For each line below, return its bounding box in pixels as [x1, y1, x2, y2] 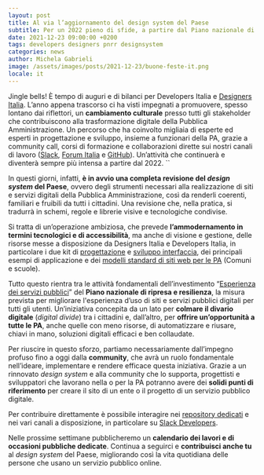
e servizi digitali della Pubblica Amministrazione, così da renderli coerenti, [8, 190, 247, 199]
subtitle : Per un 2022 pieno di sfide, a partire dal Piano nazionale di [8, 26, 255, 34]
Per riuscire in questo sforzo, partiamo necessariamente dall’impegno [8, 344, 233, 353]
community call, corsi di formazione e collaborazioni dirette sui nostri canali [8, 141, 253, 151]
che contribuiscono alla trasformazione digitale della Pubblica [8, 116, 208, 126]
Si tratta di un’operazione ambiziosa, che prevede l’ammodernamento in [8, 221, 244, 232]
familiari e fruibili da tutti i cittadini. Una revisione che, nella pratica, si [8, 198, 233, 208]
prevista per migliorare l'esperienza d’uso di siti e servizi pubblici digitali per [8, 295, 254, 305]
